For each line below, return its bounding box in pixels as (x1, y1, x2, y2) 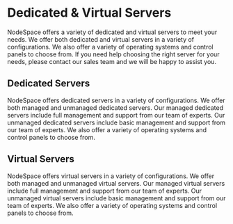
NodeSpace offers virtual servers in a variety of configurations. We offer (7, 172, 214, 180)
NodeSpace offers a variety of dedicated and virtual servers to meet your (7, 28, 218, 36)
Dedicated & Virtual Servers (7, 5, 172, 21)
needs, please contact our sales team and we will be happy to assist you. (7, 57, 217, 65)
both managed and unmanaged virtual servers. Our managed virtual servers (7, 179, 225, 187)
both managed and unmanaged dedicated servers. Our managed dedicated (7, 103, 224, 112)
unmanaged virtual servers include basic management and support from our (7, 193, 226, 202)
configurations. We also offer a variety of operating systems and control (7, 42, 214, 51)
